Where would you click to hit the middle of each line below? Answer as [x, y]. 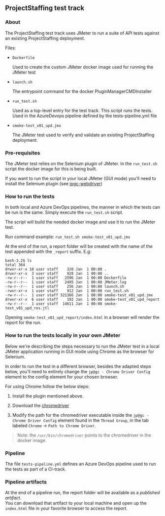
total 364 [15, 265]
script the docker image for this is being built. [51, 169]
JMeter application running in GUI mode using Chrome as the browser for [80, 351]
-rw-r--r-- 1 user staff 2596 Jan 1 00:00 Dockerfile [66, 278]
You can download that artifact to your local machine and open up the [76, 503]
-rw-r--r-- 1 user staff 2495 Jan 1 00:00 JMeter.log [66, 282]
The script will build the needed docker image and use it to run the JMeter [80, 222]
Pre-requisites [23, 153]
